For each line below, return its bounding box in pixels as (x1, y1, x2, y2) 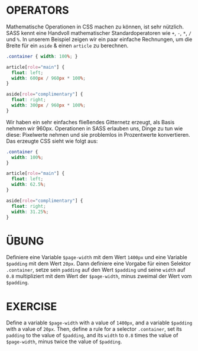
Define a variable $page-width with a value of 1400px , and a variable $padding (6, 319, 193, 326)
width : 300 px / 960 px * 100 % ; (11, 102, 86, 108)
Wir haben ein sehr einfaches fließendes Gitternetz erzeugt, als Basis (6, 118, 175, 125)
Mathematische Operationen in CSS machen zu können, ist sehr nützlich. (6, 23, 184, 30)
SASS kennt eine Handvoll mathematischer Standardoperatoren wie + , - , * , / (6, 29, 192, 36)
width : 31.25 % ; (11, 208, 49, 215)
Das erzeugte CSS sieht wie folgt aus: (6, 137, 98, 144)
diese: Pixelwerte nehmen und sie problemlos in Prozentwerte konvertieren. (6, 131, 190, 138)
